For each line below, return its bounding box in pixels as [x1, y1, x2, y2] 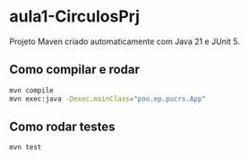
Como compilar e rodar [9, 62, 141, 77]
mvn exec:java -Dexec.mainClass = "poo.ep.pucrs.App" [9, 94, 206, 103]
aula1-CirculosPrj [9, 6, 141, 27]
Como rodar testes [9, 119, 116, 134]
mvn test [9, 143, 42, 152]
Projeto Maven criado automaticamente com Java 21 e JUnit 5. [9, 36, 240, 47]
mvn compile [9, 85, 54, 95]
